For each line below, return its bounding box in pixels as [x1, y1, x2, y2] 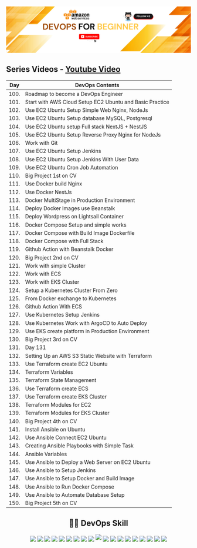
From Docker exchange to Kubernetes [25, 295, 117, 302]
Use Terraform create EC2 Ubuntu [25, 360, 108, 367]
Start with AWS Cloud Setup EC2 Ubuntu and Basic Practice [25, 98, 170, 105]
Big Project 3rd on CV [25, 336, 77, 343]
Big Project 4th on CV [25, 417, 77, 424]
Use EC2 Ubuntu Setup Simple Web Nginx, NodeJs [25, 107, 148, 114]
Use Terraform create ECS [25, 385, 89, 392]
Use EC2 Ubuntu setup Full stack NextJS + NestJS [25, 123, 148, 130]
